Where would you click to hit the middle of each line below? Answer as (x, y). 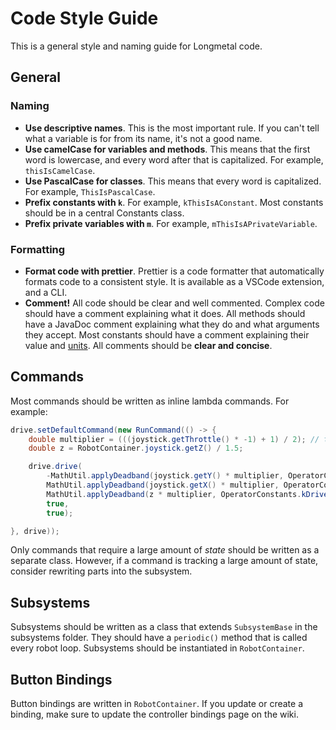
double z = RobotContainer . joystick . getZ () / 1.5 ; (136, 448)
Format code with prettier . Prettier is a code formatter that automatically (174, 271)
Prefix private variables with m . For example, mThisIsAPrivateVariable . (171, 223)
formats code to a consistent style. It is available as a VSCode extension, (174, 281)
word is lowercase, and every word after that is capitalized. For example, (174, 159)
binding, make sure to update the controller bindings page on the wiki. (154, 714)
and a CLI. (46, 292)
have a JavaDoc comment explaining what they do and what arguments (172, 324)
